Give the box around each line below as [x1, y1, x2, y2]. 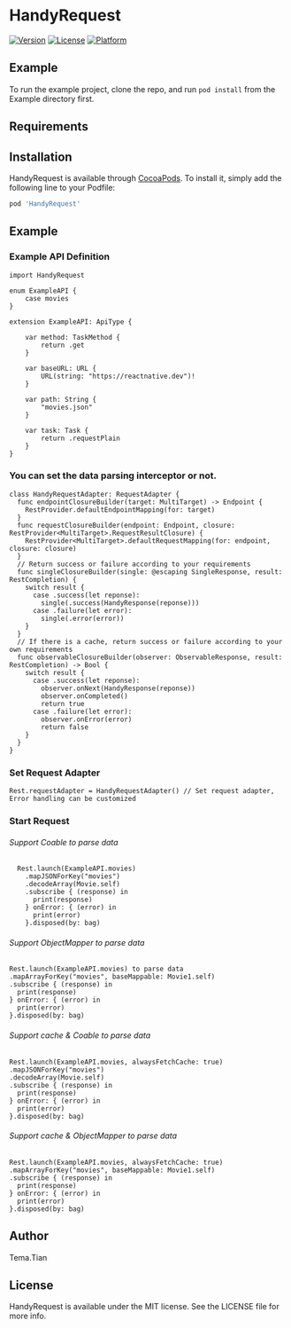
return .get [41, 341, 86, 350]
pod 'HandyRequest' [9, 199, 81, 208]
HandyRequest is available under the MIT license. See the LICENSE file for [9, 1301, 280, 1312]
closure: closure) [9, 544, 77, 553]
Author [9, 1229, 49, 1244]
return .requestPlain [41, 434, 121, 443]
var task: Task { [25, 426, 89, 435]
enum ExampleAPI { [9, 286, 77, 295]
